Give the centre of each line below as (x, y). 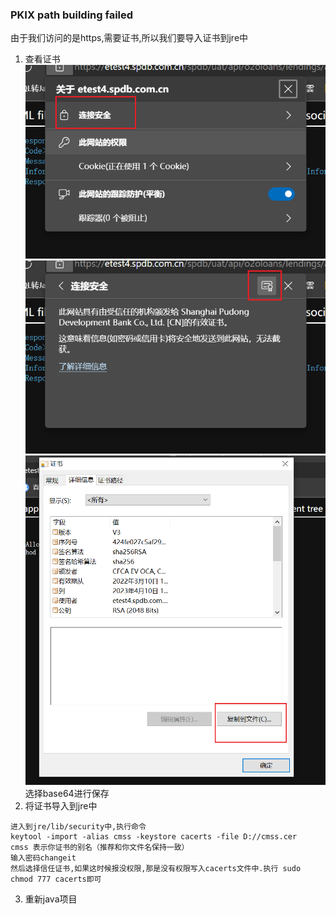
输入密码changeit (43, 858)
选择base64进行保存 (67, 794)
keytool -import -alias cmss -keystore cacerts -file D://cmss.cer (154, 837)
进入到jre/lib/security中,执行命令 (78, 827)
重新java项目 (51, 899)
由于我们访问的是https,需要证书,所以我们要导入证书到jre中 (129, 38)
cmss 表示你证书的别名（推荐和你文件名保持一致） (100, 848)
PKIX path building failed (72, 15)
